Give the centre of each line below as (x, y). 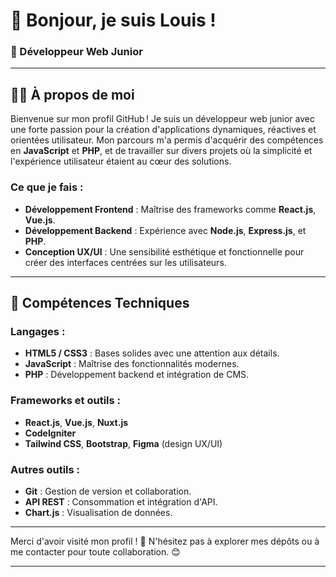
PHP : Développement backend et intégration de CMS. (137, 375)
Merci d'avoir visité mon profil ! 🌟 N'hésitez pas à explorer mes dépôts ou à (165, 541)
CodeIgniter (50, 433)
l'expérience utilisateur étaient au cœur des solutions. (121, 161)
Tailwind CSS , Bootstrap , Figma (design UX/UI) (123, 443)
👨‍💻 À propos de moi (72, 94)
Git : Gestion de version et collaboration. (108, 491)
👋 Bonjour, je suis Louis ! (113, 20)
